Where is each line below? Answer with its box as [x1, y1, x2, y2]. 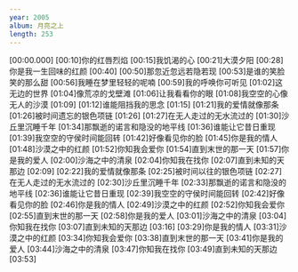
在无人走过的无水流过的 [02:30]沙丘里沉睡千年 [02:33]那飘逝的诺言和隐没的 [9, 177, 286, 188]
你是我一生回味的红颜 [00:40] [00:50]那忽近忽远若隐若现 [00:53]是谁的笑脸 [9, 66, 286, 76]
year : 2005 [9, 12, 50, 22]
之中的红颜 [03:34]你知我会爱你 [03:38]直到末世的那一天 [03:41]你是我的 [16, 233, 284, 244]
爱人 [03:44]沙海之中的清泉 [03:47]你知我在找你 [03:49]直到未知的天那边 [9, 244, 278, 254]
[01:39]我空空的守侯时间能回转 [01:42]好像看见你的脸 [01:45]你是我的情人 [9, 132, 278, 143]
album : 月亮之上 [9, 21, 64, 30]
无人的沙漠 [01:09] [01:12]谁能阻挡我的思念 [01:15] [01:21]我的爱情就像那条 [9, 100, 279, 110]
